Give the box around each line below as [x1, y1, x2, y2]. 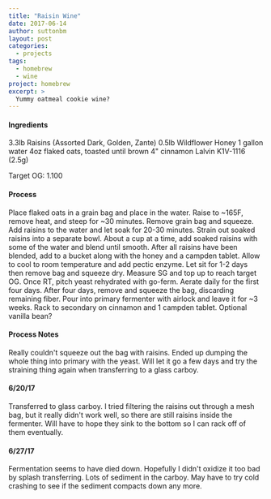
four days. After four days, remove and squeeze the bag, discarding [8, 285, 235, 295]
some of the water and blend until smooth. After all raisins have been [8, 242, 238, 252]
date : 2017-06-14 [8, 19, 67, 28]
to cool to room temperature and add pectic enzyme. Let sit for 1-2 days [8, 259, 248, 269]
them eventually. [8, 428, 63, 437]
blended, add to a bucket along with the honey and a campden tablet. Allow [8, 251, 260, 260]
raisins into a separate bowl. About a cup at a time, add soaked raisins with [8, 233, 258, 243]
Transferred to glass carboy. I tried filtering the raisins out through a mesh [8, 402, 255, 411]
